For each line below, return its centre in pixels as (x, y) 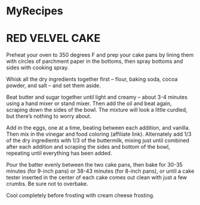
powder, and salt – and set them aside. (54, 85)
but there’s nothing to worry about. (49, 116)
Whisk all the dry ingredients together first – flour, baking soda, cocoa (92, 79)
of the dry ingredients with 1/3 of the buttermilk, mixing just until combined (98, 140)
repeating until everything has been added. (59, 153)
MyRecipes (35, 11)
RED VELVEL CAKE (53, 39)
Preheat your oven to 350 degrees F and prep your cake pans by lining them (100, 55)
